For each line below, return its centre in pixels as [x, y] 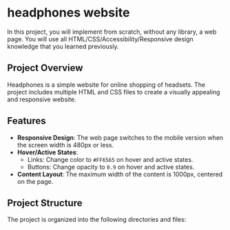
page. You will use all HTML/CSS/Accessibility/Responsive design [101, 39]
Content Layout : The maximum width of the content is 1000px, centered [120, 174]
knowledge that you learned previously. [63, 46]
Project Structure [45, 203]
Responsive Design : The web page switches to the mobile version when [120, 137]
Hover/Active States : [48, 152]
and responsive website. [42, 99]
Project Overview [45, 68]
